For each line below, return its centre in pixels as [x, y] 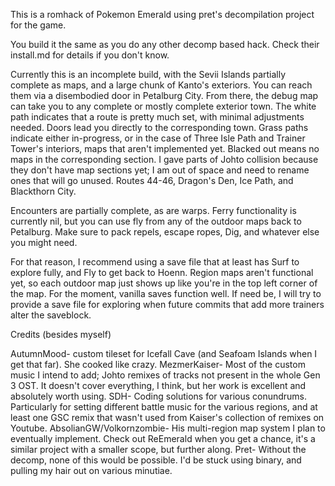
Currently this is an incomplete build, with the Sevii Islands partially [148, 74]
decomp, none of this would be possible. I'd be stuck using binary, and [156, 460]
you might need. [44, 242]
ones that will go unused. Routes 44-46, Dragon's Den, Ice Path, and [152, 180]
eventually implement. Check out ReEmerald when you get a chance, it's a [163, 438]
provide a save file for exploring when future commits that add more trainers [167, 304]
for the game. [38, 25]
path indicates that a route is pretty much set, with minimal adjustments [157, 117]
